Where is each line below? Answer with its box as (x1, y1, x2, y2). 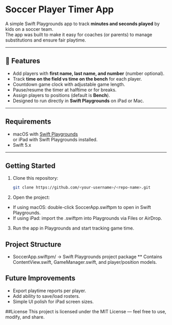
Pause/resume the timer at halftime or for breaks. (12, 86, 117, 93)
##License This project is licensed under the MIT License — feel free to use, (5, 308, 166, 314)
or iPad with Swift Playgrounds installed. (12, 136, 98, 142)
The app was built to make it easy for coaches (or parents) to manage (5, 31, 153, 37)
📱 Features (5, 56, 40, 65)
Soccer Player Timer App (5, 4, 114, 15)
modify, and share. (5, 314, 45, 320)
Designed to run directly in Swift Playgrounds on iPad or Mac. (12, 98, 144, 104)
